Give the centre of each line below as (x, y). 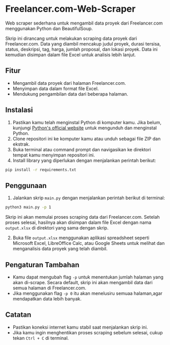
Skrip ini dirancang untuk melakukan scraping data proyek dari (71, 38)
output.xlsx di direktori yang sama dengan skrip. (57, 228)
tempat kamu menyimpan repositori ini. (54, 155)
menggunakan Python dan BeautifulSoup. (49, 28)
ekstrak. (21, 144)
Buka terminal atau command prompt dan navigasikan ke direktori (82, 149)
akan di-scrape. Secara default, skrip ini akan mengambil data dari (83, 282)
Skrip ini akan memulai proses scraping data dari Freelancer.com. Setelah (82, 217)
